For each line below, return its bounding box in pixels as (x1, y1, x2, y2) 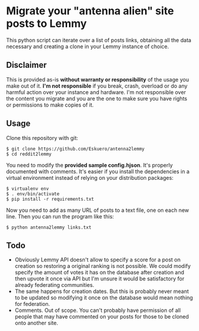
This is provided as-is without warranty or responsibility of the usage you (6, 76, 189, 83)
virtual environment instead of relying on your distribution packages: (6, 174, 174, 181)
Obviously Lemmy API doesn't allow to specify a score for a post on (14, 256, 181, 263)
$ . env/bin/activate (6, 191, 60, 197)
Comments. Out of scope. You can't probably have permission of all (14, 307, 181, 314)
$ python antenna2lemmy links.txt (6, 224, 92, 230)
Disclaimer (6, 60, 47, 70)
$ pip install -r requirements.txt (6, 196, 94, 202)
